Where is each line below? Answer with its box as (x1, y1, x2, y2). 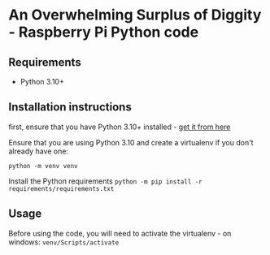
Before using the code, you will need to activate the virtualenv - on (8, 228, 232, 238)
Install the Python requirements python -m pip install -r (8, 176, 203, 186)
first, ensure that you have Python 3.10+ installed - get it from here (8, 122, 231, 132)
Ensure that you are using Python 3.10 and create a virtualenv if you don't (8, 137, 254, 147)
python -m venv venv (8, 162, 79, 170)
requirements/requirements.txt (8, 184, 115, 192)
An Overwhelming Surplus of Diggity (8, 6, 262, 24)
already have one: (8, 146, 69, 156)
